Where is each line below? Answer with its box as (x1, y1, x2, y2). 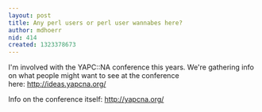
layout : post (8, 11, 52, 20)
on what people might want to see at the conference (8, 71, 180, 80)
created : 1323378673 (8, 41, 77, 49)
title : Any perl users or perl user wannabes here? (8, 19, 183, 27)
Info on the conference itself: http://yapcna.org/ (8, 95, 164, 104)
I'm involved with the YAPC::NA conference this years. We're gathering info (8, 62, 254, 72)
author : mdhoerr (8, 26, 62, 34)
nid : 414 (8, 33, 37, 42)
